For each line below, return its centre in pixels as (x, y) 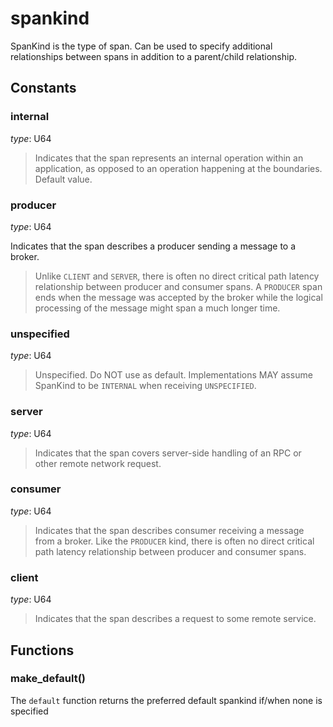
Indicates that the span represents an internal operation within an (169, 158)
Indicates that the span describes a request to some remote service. (175, 619)
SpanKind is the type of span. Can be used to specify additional (141, 46)
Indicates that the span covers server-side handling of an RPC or (168, 453)
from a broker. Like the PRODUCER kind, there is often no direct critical (174, 541)
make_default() (48, 679)
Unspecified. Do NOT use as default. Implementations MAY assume (173, 375)
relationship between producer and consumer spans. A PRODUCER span (178, 286)
